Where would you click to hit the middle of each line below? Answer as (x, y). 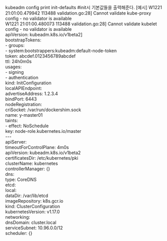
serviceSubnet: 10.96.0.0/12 (34, 228)
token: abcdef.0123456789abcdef (41, 56)
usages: (13, 67)
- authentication (22, 78)
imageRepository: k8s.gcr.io (34, 201)
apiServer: (16, 142)
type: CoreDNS (21, 179)
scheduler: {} (19, 233)
